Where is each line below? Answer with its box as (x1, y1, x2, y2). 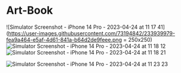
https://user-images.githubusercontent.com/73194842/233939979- (8, 29, 175, 36)
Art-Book (6, 4, 53, 17)
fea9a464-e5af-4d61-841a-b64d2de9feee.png (6, 36, 122, 43)
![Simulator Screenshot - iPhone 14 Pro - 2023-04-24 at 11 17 (6, 23, 157, 31)
